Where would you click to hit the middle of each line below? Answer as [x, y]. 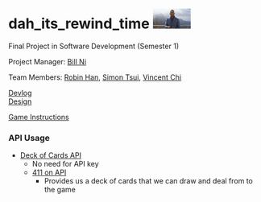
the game [60, 190]
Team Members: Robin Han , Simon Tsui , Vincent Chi [95, 77]
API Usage [29, 138]
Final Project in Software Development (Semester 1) [94, 46]
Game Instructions [39, 117]
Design [20, 101]
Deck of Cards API [51, 155]
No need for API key [65, 164]
